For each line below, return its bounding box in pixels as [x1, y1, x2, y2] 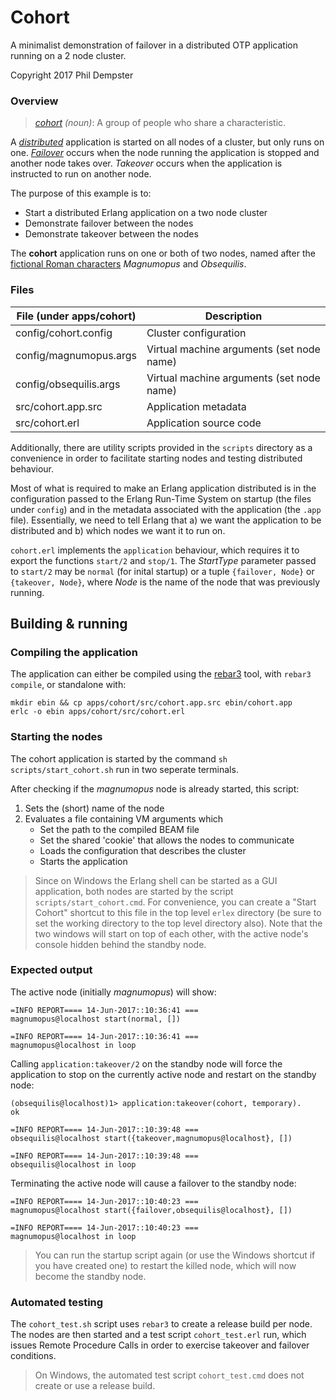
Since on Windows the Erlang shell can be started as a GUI [34, 874, 278, 886]
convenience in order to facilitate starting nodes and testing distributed [10, 452, 303, 464]
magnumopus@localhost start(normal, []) [10, 1014, 182, 1024]
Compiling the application [10, 645, 138, 659]
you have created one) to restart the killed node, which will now [34, 1259, 297, 1271]
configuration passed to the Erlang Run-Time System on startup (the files [10, 492, 312, 505]
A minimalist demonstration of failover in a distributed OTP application [10, 39, 298, 51]
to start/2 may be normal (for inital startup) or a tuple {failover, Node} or [10, 565, 315, 577]
